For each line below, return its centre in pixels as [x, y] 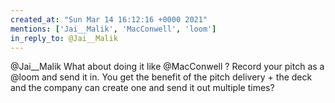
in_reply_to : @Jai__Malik [64, 38]
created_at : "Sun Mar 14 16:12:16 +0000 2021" [109, 19]
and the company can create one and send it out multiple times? [142, 88]
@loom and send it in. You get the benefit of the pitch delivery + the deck [161, 77]
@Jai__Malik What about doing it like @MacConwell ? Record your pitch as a [167, 67]
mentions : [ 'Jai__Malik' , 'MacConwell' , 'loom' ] [113, 29]
